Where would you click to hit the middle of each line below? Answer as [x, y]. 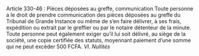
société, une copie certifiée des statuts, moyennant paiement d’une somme [99, 40]
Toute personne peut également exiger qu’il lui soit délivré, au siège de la [96, 34]
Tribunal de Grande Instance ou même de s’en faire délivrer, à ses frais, [94, 21]
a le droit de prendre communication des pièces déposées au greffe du [93, 15]
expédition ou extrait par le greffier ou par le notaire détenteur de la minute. [99, 27]
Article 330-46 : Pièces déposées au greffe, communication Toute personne [100, 9]
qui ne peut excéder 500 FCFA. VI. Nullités [58, 46]
